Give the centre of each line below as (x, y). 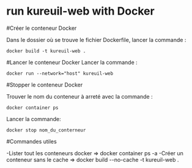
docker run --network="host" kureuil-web (60, 73)
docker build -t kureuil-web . (46, 51)
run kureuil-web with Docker (80, 11)
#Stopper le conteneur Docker (45, 85)
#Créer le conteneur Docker (42, 28)
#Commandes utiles (31, 141)
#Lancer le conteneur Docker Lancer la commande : (72, 62)
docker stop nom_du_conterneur (46, 130)
